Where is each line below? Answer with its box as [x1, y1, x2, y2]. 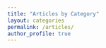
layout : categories [7, 17, 65, 24]
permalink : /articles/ [7, 23, 74, 30]
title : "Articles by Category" [7, 10, 100, 18]
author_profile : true [7, 30, 71, 37]
